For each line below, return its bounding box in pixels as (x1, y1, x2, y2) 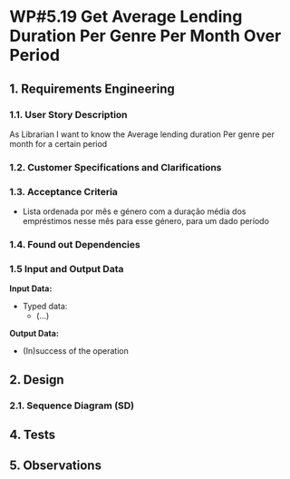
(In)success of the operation (22, 346, 129, 357)
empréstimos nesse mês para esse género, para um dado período (22, 216, 270, 227)
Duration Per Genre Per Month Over (9, 25, 282, 46)
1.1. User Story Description (9, 108, 129, 121)
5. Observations (9, 458, 102, 474)
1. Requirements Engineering (9, 81, 175, 96)
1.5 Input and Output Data (9, 262, 124, 275)
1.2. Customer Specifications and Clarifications (9, 161, 222, 173)
